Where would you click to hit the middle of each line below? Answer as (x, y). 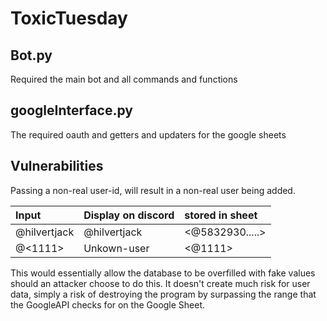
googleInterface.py (71, 110)
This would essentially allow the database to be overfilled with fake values (163, 273)
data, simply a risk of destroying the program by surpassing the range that (163, 294)
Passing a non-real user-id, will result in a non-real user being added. (153, 190)
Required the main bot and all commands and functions (124, 79)
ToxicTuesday (69, 18)
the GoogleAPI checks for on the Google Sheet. (108, 304)
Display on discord (129, 215)
